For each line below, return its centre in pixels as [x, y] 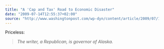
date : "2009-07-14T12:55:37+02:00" [41, 14]
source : [13, 18]
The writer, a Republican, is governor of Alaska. [65, 42]
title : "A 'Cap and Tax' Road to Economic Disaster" [60, 9]
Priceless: [15, 33]
